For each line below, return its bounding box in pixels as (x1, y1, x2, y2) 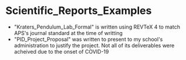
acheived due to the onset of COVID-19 (13, 48, 109, 55)
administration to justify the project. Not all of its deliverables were (13, 42, 175, 49)
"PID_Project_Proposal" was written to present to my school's (13, 36, 163, 43)
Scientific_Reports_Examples (5, 4, 152, 17)
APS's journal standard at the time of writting (13, 29, 123, 36)
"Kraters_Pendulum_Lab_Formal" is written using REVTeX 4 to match (13, 23, 180, 30)
